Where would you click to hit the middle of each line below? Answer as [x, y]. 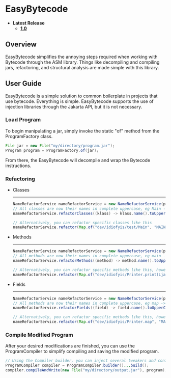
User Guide [23, 84]
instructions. [18, 166]
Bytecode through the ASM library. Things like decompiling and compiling [82, 62]
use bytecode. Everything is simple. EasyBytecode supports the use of [79, 101]
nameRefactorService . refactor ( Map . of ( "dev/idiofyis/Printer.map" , [84, 322]
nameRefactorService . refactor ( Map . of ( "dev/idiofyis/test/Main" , [82, 227]
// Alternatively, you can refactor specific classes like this [82, 223]
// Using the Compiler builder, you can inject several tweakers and [81, 361]
